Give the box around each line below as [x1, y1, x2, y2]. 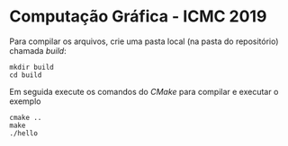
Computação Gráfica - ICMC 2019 [9, 6, 267, 27]
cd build [9, 70, 42, 80]
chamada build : [9, 45, 67, 56]
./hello [9, 128, 39, 138]
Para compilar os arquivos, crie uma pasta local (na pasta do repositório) [9, 36, 279, 47]
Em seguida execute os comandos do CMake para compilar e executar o [9, 86, 279, 97]
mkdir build [9, 63, 54, 72]
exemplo [9, 96, 41, 107]
